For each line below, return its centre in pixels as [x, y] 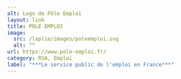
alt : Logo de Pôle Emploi [44, 13]
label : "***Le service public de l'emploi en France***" [91, 65]
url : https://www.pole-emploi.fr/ [57, 52]
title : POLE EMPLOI [35, 26]
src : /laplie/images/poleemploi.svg [66, 39]
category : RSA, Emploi [40, 58]
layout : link [26, 20]
